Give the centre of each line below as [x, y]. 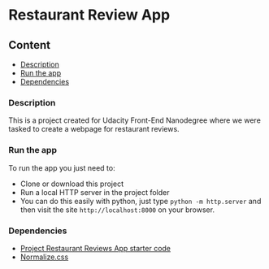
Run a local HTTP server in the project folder [95, 192]
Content [30, 45]
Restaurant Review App [89, 15]
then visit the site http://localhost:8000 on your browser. [117, 210]
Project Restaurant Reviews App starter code [95, 248]
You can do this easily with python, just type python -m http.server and [141, 201]
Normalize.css [44, 257]
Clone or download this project [72, 184]
